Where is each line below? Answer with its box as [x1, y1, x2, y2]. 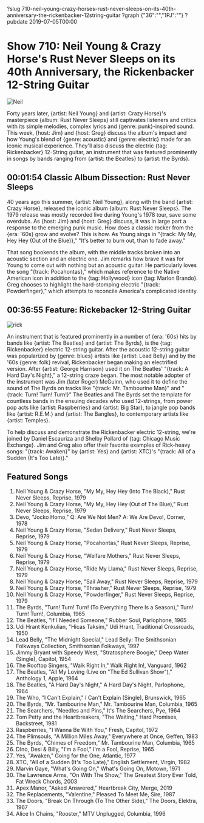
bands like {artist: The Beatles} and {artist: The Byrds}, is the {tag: [7, 339, 172, 347]
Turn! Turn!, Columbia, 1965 [15, 610, 86, 618]
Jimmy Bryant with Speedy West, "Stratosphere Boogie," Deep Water [15, 649, 189, 656]
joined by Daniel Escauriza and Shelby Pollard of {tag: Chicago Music [7, 435, 180, 442]
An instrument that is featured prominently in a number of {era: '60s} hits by [7, 333, 197, 340]
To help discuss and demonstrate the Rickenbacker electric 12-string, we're [7, 428, 196, 436]
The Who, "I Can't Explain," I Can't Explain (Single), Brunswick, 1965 [15, 694, 186, 702]
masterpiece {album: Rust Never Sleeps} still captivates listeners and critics [7, 116, 197, 123]
